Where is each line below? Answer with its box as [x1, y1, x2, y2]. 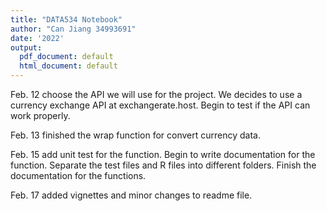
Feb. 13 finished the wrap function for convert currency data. [10, 129, 261, 141]
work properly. [10, 110, 71, 121]
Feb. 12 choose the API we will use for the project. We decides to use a [10, 89, 303, 100]
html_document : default [19, 61, 118, 71]
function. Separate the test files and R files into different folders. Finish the [10, 159, 317, 171]
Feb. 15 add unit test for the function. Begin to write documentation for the [10, 149, 316, 160]
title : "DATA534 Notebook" [10, 14, 123, 25]
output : [10, 42, 43, 53]
